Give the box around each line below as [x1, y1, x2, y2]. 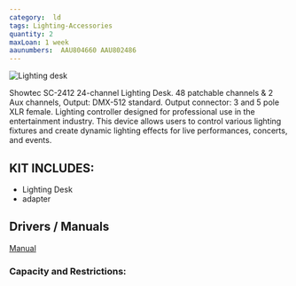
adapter [21, 193, 51, 204]
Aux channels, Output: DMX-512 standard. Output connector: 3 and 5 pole [9, 97, 280, 107]
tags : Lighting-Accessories [9, 21, 113, 30]
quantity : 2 [9, 29, 53, 38]
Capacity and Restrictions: [9, 265, 127, 277]
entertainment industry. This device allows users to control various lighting [9, 116, 282, 127]
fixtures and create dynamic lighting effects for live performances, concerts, [9, 125, 288, 136]
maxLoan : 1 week [9, 37, 69, 47]
